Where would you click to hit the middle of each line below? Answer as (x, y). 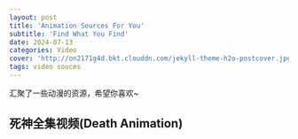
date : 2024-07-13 (41, 42)
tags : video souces (45, 67)
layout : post (33, 17)
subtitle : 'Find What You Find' (69, 34)
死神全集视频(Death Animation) (96, 124)
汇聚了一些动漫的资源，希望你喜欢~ (74, 93)
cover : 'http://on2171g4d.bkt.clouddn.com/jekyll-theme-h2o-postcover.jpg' (152, 58)
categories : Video (43, 50)
